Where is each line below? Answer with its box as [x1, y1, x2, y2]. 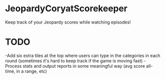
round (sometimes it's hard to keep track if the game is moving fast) [5, 57, 143, 64]
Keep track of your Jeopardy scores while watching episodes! [5, 19, 131, 25]
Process [5, 63, 22, 69]
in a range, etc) [16, 68, 47, 74]
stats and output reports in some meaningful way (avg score [23, 63, 145, 69]
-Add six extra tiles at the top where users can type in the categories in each [5, 53, 161, 58]
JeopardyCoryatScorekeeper [5, 3, 128, 14]
